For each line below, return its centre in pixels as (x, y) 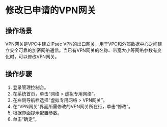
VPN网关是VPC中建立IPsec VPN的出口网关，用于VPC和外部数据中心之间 (81, 44)
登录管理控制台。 (31, 87)
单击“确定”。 (26, 119)
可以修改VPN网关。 (39, 57)
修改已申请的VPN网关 (51, 10)
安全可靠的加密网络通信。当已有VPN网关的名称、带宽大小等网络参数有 (83, 50)
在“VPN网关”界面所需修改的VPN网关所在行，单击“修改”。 (73, 106)
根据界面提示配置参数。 (37, 113)
